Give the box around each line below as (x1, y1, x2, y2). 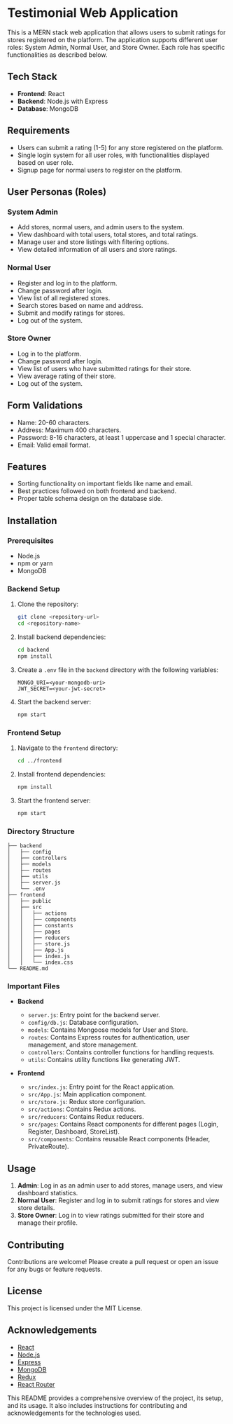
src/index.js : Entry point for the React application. (27, 1082, 175, 1091)
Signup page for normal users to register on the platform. (17, 166, 183, 174)
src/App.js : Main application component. (27, 1090, 147, 1099)
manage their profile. (17, 1218, 78, 1227)
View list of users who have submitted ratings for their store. (17, 364, 192, 372)
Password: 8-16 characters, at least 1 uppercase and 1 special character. (17, 433, 226, 441)
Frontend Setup (7, 727, 62, 737)
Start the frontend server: (17, 796, 91, 805)
